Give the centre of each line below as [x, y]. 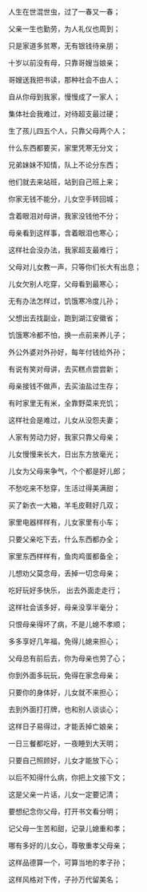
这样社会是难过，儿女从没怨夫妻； [64, 420]
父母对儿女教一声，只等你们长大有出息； [75, 267]
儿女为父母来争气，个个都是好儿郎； [68, 471]
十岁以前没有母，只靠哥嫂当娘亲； [64, 63]
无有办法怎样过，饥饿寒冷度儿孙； [64, 301]
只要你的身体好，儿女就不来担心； [64, 692]
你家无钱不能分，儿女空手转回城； [64, 199]
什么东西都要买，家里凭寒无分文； [64, 148]
